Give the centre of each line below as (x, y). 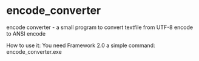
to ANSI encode (26, 33)
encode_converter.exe (34, 51)
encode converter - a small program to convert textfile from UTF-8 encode (99, 27)
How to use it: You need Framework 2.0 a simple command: (81, 45)
